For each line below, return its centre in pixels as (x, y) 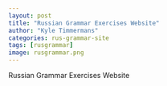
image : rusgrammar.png (46, 53)
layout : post (30, 16)
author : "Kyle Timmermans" (53, 30)
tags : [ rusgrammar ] (41, 45)
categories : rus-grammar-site (59, 38)
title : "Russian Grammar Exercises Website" (84, 23)
